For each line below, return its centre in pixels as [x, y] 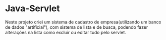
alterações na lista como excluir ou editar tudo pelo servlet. [66, 32]
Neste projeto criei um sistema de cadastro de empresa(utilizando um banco [83, 22]
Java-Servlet [33, 9]
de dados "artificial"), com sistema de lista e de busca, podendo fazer [77, 27]
